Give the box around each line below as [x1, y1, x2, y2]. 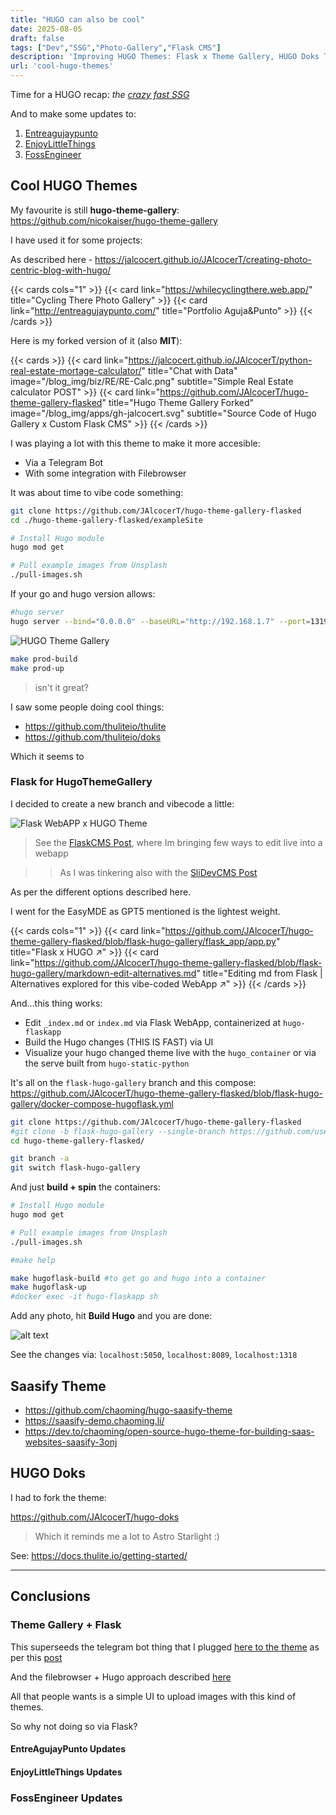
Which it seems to [10, 750, 85, 762]
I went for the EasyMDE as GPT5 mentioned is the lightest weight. [10, 905, 281, 917]
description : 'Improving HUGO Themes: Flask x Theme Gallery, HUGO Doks [10, 52, 320, 62]
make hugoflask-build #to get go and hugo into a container [10, 1273, 267, 1283]
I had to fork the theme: [10, 1491, 107, 1503]
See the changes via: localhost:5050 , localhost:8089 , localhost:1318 [10, 1349, 298, 1361]
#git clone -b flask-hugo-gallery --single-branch [10, 1126, 226, 1136]
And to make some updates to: [10, 108, 137, 120]
